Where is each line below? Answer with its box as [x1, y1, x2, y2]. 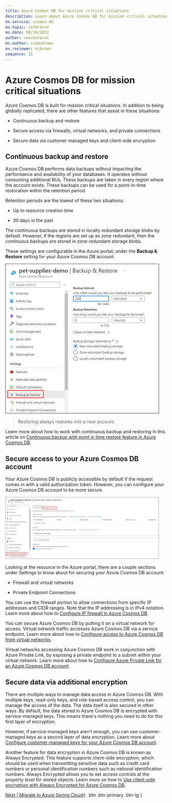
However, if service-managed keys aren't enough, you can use [5, 729, 138, 734]
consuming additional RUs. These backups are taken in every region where [5, 177, 164, 183]
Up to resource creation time [12, 208, 74, 214]
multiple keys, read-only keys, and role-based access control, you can [5, 697, 154, 702]
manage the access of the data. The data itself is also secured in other [5, 702, 154, 708]
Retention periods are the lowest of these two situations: [5, 197, 124, 204]
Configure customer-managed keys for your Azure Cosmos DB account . [5, 739, 158, 746]
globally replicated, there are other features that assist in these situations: [5, 108, 161, 114]
